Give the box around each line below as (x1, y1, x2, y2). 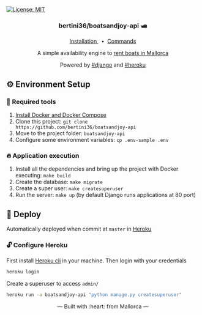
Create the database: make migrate (15, 178, 103, 186)
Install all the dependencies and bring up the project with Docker (15, 165, 179, 172)
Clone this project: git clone (15, 117, 88, 125)
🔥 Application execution (6, 151, 80, 160)
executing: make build (15, 172, 71, 179)
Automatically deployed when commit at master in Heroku (6, 225, 152, 232)
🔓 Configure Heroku (6, 241, 68, 250)
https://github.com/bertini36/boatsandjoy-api (15, 124, 137, 130)
